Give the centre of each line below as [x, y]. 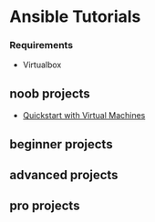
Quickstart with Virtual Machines [84, 116]
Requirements [41, 45]
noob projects [50, 93]
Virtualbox [42, 65]
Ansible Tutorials [75, 17]
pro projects [45, 206]
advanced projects [64, 175]
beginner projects [61, 144]
